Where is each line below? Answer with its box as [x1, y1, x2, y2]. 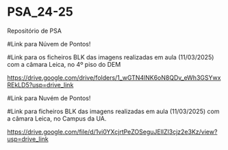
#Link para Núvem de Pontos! [7, 40, 91, 48]
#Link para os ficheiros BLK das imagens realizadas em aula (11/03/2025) [7, 52, 214, 61]
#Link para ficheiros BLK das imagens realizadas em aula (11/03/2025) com [7, 107, 220, 115]
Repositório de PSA [7, 27, 62, 35]
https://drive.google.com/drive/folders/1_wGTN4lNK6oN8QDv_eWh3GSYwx [7, 73, 221, 82]
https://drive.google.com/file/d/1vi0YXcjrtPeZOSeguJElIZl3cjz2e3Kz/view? [7, 127, 218, 136]
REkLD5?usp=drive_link [7, 80, 74, 89]
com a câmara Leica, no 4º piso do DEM [7, 60, 121, 68]
